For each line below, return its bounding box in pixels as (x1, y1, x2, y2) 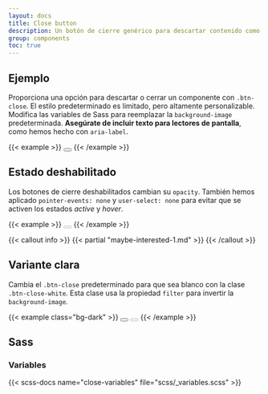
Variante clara (8, 258, 80, 272)
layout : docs (8, 11, 52, 20)
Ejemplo (8, 71, 50, 85)
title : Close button (8, 19, 78, 27)
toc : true (8, 42, 42, 50)
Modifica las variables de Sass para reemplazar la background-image (8, 109, 233, 119)
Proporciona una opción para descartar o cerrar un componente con (8, 92, 235, 102)
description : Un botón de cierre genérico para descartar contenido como (8, 26, 261, 35)
